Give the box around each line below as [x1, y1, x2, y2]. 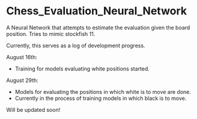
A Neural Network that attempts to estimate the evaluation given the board [6, 24, 190, 31]
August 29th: [6, 77, 39, 84]
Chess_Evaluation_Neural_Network [6, 4, 187, 18]
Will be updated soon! [6, 106, 61, 113]
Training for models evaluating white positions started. [14, 65, 150, 72]
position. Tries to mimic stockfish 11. [6, 30, 95, 37]
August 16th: [6, 53, 37, 60]
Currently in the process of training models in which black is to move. [14, 94, 187, 102]
